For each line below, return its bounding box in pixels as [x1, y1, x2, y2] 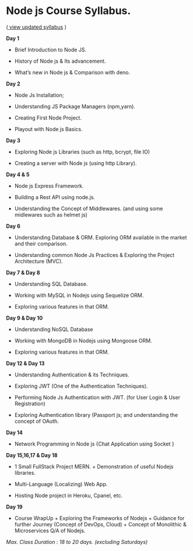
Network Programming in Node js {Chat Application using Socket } [14, 440, 174, 447]
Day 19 [6, 503, 23, 510]
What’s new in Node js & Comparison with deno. [14, 69, 130, 76]
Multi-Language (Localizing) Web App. [14, 480, 108, 487]
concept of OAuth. [14, 417, 59, 425]
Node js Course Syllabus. [6, 4, 131, 18]
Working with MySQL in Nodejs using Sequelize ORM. [14, 292, 144, 299]
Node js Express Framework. [14, 182, 84, 189]
